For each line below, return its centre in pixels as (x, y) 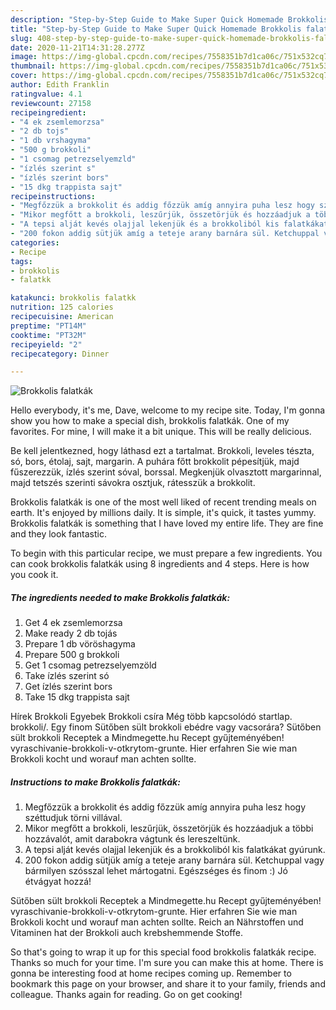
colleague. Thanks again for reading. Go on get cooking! (126, 995)
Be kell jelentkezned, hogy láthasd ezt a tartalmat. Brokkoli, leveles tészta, (162, 451)
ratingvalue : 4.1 (46, 94)
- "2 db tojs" (40, 131)
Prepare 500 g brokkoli (72, 655)
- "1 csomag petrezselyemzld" (73, 159)
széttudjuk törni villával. (73, 818)
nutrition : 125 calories (62, 307)
